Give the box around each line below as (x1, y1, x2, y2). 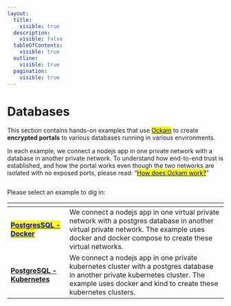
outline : (13, 55, 38, 62)
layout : (7, 10, 30, 17)
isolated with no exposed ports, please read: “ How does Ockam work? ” (7, 169, 210, 177)
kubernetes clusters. (69, 287, 136, 297)
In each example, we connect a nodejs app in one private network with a (7, 147, 213, 155)
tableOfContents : (13, 42, 63, 49)
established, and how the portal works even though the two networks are (7, 162, 214, 170)
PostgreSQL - (10, 266, 57, 276)
